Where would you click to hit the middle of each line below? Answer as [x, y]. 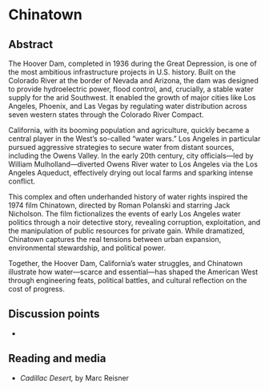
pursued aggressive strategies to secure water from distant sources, [121, 147]
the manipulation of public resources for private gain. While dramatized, [126, 231]
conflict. [22, 181]
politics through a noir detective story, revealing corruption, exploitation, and [134, 222]
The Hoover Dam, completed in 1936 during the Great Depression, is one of [133, 63]
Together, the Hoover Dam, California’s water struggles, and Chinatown [125, 263]
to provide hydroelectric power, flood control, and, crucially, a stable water [131, 89]
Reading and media [57, 359]
